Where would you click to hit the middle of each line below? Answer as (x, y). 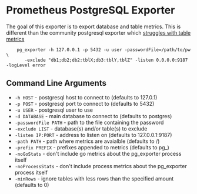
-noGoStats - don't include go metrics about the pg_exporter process (98, 153)
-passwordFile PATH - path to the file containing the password (89, 122)
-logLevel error (26, 65)
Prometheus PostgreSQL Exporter (91, 10)
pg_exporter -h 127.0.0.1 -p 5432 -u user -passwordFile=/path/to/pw (104, 50)
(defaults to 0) (32, 185)
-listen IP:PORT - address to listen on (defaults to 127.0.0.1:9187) (93, 135)
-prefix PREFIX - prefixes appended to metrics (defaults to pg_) (92, 147)
